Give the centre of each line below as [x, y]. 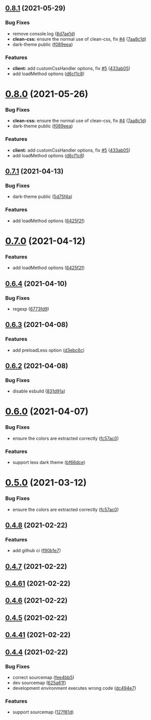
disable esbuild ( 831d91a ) [39, 391]
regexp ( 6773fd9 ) [31, 309]
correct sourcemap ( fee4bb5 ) [43, 677]
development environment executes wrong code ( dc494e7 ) [74, 688]
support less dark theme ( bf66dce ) [49, 463]
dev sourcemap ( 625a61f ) [39, 683]
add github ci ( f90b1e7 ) [37, 551]
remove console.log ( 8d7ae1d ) [44, 34]
